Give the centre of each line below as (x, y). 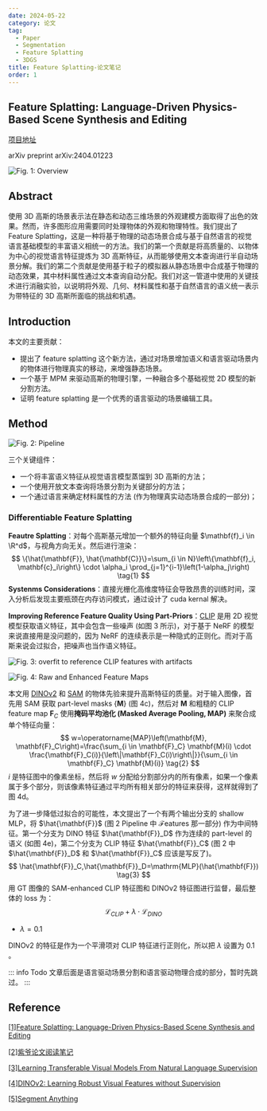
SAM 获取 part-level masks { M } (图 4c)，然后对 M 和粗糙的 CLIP (129, 704)
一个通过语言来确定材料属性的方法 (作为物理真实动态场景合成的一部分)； (138, 496)
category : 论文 (32, 23)
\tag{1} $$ (133, 576)
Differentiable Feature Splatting (70, 517)
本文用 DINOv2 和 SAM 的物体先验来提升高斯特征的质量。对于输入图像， (127, 694)
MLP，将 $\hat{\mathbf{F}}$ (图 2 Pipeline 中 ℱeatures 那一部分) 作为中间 (130, 823)
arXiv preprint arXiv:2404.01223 (61, 155)
